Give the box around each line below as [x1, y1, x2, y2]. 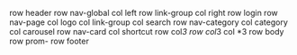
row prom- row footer [9, 35, 90, 46]
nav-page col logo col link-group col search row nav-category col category [9, 17, 288, 27]
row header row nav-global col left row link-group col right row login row [9, 8, 278, 18]
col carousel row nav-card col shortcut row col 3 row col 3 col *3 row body [9, 27, 284, 36]
